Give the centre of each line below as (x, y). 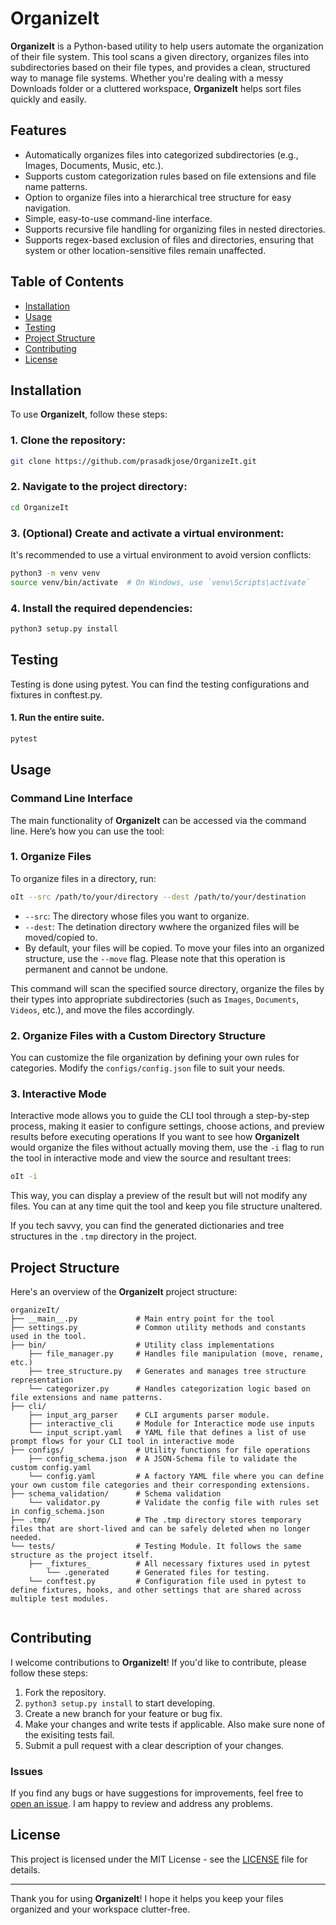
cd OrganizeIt (40, 507)
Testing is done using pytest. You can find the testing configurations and (160, 684)
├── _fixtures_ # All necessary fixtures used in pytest (169, 1563)
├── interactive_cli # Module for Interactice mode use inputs (171, 1423)
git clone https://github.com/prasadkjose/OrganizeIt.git (133, 461)
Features (38, 130)
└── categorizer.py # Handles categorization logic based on (169, 1388)
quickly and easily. (48, 99)
